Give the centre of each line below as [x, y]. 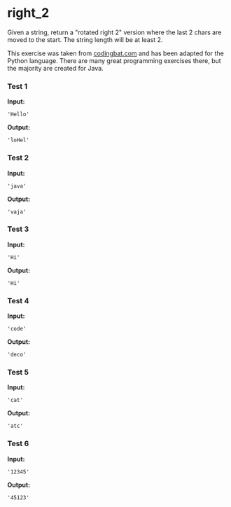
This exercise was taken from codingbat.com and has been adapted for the [115, 53]
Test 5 [18, 373]
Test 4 [18, 300]
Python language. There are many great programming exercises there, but [114, 60]
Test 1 [17, 86]
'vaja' [17, 211]
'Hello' [19, 114]
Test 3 [18, 229]
